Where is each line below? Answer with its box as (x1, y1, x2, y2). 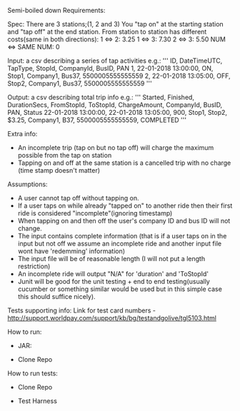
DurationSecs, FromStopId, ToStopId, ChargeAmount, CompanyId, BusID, (7, 101, 223, 109)
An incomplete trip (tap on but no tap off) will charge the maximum (17, 143, 214, 152)
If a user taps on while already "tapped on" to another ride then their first (17, 201, 233, 210)
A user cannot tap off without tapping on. (17, 194, 139, 202)
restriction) (17, 262, 51, 270)
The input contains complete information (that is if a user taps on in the (17, 232, 227, 240)
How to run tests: (7, 369, 59, 377)
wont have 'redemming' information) (17, 247, 126, 255)
